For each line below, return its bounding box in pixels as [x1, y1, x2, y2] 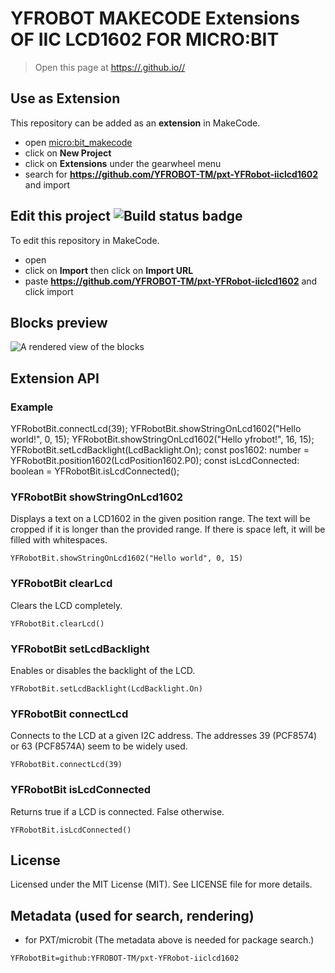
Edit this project [10, 208, 111, 225]
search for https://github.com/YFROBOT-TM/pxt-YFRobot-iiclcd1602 [24, 168, 319, 180]
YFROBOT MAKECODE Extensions [10, 7, 300, 30]
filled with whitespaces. [10, 534, 108, 546]
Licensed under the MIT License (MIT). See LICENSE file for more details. [10, 878, 313, 891]
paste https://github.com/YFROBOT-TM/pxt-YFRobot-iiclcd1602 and [24, 275, 318, 287]
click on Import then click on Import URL [24, 264, 194, 276]
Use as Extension [10, 90, 121, 107]
